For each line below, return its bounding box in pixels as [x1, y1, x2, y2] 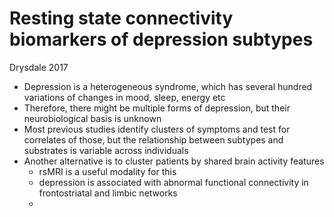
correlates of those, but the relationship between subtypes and [23, 133, 284, 146]
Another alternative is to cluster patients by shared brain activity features [23, 155, 325, 167]
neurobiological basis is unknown [23, 112, 162, 124]
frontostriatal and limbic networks [38, 187, 178, 199]
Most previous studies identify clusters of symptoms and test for [23, 123, 291, 135]
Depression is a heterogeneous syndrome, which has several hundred [23, 80, 313, 92]
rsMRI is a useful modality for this [38, 165, 177, 177]
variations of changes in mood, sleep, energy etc [23, 91, 226, 103]
